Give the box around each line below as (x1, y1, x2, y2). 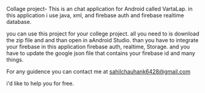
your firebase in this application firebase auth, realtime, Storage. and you (6, 43, 190, 50)
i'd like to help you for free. (6, 80, 75, 87)
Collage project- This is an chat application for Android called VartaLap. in (6, 6, 193, 12)
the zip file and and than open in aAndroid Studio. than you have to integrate (6, 37, 199, 43)
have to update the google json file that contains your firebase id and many (6, 50, 196, 57)
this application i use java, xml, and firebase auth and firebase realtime (6, 12, 185, 19)
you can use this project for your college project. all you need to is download (6, 30, 199, 37)
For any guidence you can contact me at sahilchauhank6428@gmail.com (6, 68, 191, 75)
